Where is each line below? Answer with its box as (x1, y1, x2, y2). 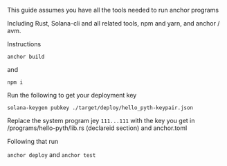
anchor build (7, 53, 45, 60)
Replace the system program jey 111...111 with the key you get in (7, 117, 195, 124)
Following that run (7, 138, 59, 145)
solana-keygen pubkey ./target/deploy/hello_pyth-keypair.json (7, 104, 194, 111)
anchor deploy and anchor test (7, 151, 96, 158)
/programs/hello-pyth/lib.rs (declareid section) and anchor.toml (7, 124, 188, 132)
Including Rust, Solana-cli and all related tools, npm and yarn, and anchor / (7, 19, 220, 27)
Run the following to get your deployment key (7, 91, 137, 99)
